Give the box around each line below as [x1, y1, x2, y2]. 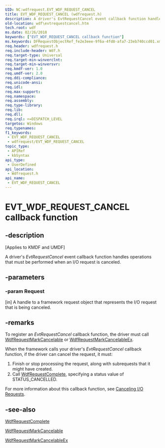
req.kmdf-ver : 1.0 [5, 67, 43, 72]
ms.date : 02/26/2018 [5, 30, 48, 35]
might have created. [12, 366, 53, 372]
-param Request [5, 288, 45, 295]
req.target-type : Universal [5, 52, 63, 58]
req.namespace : [5, 94, 36, 99]
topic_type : [5, 144, 29, 149]
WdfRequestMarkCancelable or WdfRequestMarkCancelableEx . [5, 337, 134, 343]
